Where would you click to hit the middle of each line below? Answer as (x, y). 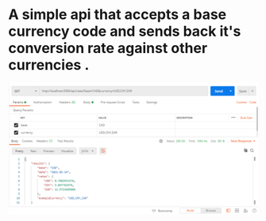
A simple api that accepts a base (118, 15)
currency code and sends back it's (125, 31)
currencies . (49, 65)
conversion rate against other (108, 48)
